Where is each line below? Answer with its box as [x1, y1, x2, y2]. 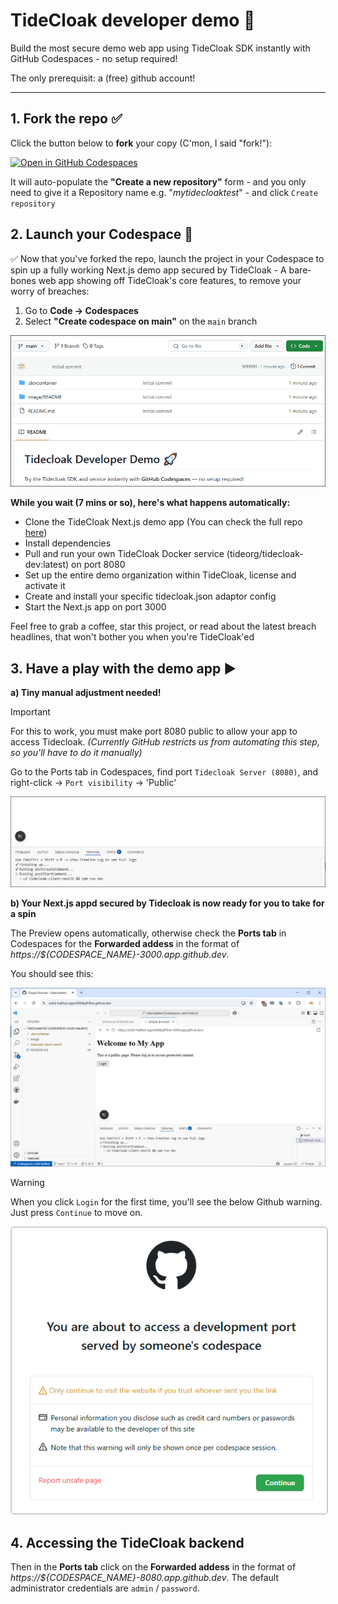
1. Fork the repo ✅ [10, 110, 123, 128]
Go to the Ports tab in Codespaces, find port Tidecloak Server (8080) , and [10, 766, 319, 778]
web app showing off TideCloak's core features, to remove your [38, 274, 302, 286]
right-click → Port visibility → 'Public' [10, 777, 177, 789]
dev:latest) [24, 559, 70, 571]
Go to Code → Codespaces [24, 304, 139, 316]
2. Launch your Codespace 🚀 [10, 226, 194, 243]
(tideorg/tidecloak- [226, 548, 304, 560]
